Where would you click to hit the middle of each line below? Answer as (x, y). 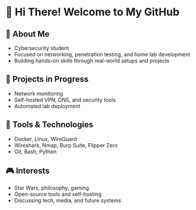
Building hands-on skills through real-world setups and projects (92, 61)
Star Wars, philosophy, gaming (52, 188)
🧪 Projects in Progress (47, 79)
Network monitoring (38, 93)
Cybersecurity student (41, 48)
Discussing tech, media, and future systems (68, 201)
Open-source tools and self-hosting (58, 194)
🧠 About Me (28, 34)
